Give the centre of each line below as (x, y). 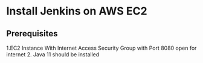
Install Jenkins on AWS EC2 (77, 11)
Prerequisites (32, 34)
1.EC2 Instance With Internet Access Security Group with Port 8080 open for (101, 48)
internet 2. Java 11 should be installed (53, 55)
